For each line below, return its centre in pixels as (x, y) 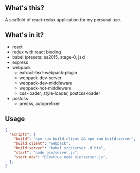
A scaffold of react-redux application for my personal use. (63, 19)
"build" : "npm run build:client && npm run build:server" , (75, 139)
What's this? (25, 8)
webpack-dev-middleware (46, 83)
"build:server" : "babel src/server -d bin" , (60, 148)
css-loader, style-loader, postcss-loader (60, 93)
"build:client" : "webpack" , (42, 144)
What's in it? (25, 35)
